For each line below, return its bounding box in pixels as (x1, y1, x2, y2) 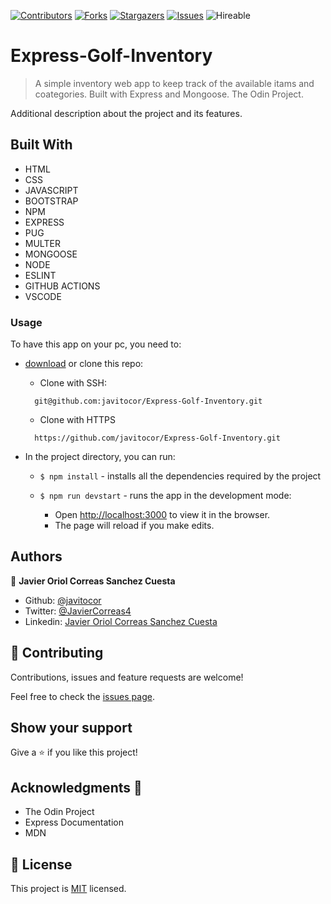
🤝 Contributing (10, 645, 104, 662)
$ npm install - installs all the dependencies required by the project (39, 470, 322, 482)
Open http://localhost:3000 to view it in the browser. (54, 509, 271, 521)
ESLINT (24, 269, 57, 281)
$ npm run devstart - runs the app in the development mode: (39, 490, 292, 502)
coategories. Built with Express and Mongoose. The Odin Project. (34, 88, 304, 100)
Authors (10, 548, 63, 565)
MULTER (24, 237, 61, 249)
